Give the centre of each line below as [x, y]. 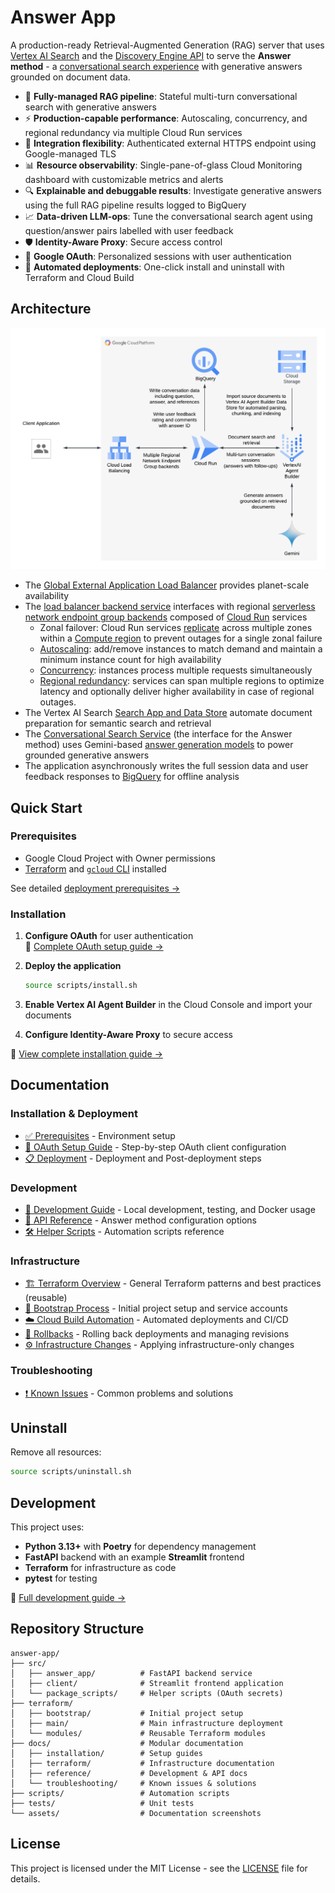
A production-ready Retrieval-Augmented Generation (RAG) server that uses [167, 45]
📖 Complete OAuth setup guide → [94, 947]
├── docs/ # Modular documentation [127, 1743]
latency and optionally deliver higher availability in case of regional [177, 692]
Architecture [51, 309]
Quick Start [46, 807]
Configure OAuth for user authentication [109, 936]
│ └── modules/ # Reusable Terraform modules [138, 1733]
